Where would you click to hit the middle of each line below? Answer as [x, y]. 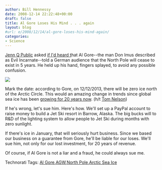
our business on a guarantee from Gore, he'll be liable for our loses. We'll [78, 138]
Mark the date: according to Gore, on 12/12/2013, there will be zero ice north [81, 89]
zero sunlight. [19, 124]
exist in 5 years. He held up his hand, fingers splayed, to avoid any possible [80, 65]
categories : [17, 37]
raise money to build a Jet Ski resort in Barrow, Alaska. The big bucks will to [81, 113]
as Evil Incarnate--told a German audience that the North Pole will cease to [80, 60]
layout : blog [18, 28]
